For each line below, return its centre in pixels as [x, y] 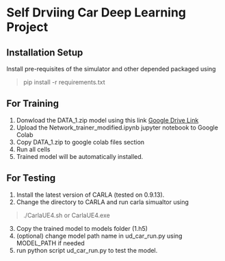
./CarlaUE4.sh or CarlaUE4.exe [66, 215]
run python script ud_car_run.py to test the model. [87, 250]
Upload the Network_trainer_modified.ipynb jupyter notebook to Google [117, 127]
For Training [33, 104]
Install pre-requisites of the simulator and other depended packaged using [111, 69]
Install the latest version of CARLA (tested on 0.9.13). [90, 195]
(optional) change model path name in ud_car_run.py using [99, 236]
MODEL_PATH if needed [50, 243]
